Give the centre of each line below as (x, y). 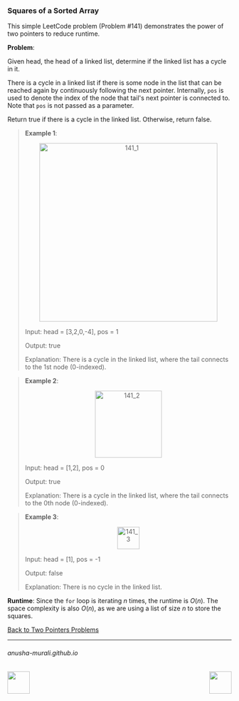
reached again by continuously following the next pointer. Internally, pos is (116, 91)
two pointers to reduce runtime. (54, 34)
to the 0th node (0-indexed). (67, 503)
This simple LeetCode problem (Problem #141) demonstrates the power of (116, 26)
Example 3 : (42, 517)
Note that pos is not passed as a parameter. (71, 106)
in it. (14, 69)
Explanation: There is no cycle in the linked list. (93, 587)
